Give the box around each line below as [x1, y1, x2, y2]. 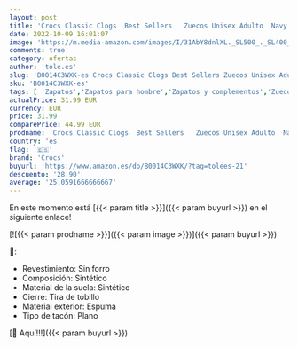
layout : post [9, 12, 58, 22]
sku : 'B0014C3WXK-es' [9, 79, 90, 88]
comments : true [9, 46, 66, 55]
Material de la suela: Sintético [21, 282, 130, 293]
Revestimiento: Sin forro [21, 264, 111, 274]
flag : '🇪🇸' [9, 145, 53, 154]
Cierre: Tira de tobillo [21, 292, 100, 303]
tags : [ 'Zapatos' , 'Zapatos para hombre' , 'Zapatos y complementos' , [9, 87, 268, 96]
